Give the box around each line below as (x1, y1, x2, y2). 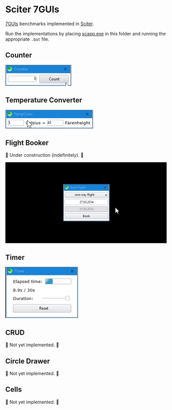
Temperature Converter (5, 96, 82, 105)
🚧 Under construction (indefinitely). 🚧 (5, 152, 84, 158)
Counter (5, 51, 32, 60)
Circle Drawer (5, 357, 50, 365)
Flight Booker (5, 138, 49, 147)
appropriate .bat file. (5, 36, 50, 42)
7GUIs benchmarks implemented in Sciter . (5, 21, 94, 27)
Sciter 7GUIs (5, 4, 60, 15)
